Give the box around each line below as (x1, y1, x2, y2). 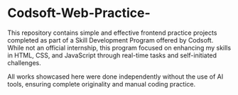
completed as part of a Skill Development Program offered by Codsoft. (7, 35, 214, 44)
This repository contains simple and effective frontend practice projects (7, 28, 217, 37)
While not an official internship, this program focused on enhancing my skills (7, 43, 232, 52)
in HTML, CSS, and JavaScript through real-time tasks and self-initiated (7, 51, 217, 60)
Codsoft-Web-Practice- (7, 5, 151, 21)
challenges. (7, 58, 41, 67)
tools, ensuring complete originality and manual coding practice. (7, 79, 196, 88)
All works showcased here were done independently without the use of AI (7, 72, 224, 81)
